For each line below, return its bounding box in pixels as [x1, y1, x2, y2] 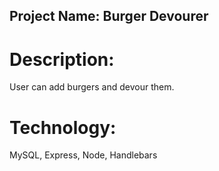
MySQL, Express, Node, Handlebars [9, 149, 158, 161]
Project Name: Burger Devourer [9, 8, 209, 25]
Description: [9, 48, 115, 71]
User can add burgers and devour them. [9, 81, 175, 93]
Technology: [9, 116, 117, 139]
